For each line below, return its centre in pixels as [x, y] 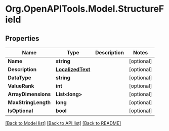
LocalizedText [73, 69]
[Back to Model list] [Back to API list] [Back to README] [63, 123]
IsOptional [20, 111]
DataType [19, 78]
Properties [22, 38]
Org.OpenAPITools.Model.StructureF [85, 9]
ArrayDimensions [29, 94]
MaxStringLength [29, 102]
